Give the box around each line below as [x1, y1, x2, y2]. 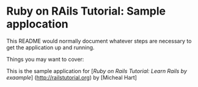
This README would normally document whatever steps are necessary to [6, 37, 192, 44]
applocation [6, 17, 68, 31]
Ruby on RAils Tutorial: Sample [6, 4, 166, 18]
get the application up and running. [6, 44, 95, 51]
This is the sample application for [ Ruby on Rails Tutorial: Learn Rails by [6, 67, 188, 74]
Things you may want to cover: [6, 55, 84, 63]
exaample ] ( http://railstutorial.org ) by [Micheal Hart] [6, 74, 137, 81]
